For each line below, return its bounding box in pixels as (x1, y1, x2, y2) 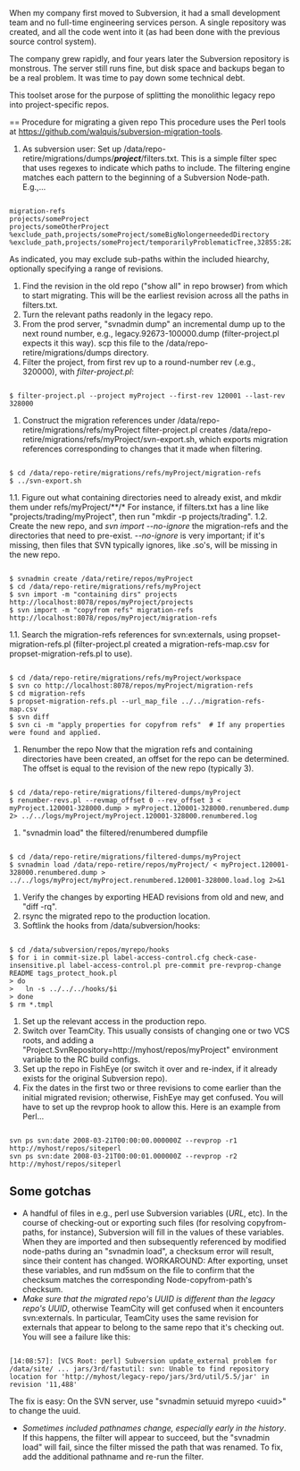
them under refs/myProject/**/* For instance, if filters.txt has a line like (9, 501, 270, 512)
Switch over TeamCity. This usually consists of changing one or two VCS (21, 1025, 290, 1036)
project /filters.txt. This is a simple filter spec (113, 153, 278, 164)
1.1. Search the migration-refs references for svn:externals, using (9, 629, 247, 639)
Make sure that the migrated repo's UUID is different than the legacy (21, 1293, 275, 1304)
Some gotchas (9, 1184, 92, 1199)
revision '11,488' (9, 1380, 78, 1389)
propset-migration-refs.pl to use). (9, 648, 133, 659)
